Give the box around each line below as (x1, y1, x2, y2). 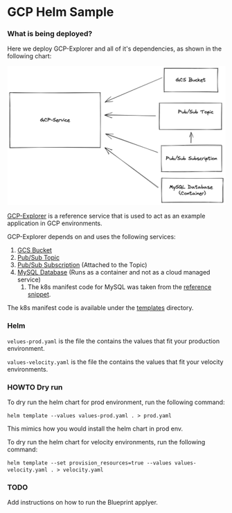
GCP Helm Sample (7, 4, 114, 20)
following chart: (7, 52, 52, 60)
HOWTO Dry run (7, 382, 63, 392)
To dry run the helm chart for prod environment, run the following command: (7, 398, 225, 406)
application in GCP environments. (7, 219, 102, 227)
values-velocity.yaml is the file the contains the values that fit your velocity (7, 358, 224, 366)
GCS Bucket (17, 246, 52, 254)
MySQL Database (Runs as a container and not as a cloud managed (17, 268, 211, 277)
